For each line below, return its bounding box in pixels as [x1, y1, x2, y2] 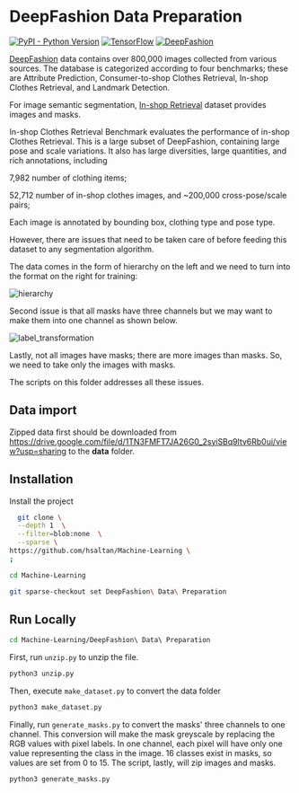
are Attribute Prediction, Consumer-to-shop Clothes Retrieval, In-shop [9, 72, 269, 83]
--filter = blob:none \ [17, 530, 102, 539]
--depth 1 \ [17, 521, 66, 531]
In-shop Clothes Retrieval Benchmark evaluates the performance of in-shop [9, 126, 290, 137]
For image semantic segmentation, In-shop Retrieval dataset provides [9, 99, 267, 110]
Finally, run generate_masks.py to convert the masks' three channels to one [9, 719, 286, 729]
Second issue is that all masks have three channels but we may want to [9, 305, 273, 316]
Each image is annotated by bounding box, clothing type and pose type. [9, 216, 276, 227]
